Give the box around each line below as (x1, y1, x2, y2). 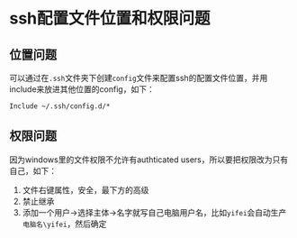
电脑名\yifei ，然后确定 (22, 218, 107, 229)
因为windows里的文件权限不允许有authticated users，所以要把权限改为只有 (9, 154, 289, 165)
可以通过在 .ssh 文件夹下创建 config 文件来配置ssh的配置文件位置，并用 (9, 73, 268, 83)
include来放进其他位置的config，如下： (9, 84, 155, 95)
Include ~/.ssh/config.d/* (9, 102, 111, 111)
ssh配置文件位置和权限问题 (9, 8, 211, 29)
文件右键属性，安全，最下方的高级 (22, 184, 149, 195)
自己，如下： (9, 165, 57, 176)
